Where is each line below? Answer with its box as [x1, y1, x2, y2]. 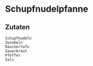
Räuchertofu [5, 44, 29, 49]
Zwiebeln [5, 40, 23, 45]
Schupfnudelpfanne [5, 3, 89, 15]
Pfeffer [5, 53, 21, 58]
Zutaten [5, 23, 30, 31]
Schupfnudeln [5, 36, 32, 41]
